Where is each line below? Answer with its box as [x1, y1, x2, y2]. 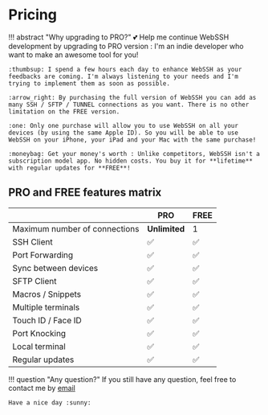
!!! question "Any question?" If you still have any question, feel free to [8, 374, 237, 384]
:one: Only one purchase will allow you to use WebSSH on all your [8, 121, 239, 129]
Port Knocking [12, 327, 67, 339]
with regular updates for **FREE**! [8, 163, 131, 172]
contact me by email [8, 383, 76, 392]
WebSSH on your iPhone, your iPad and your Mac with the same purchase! [8, 135, 257, 144]
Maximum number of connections [12, 223, 140, 234]
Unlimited [147, 223, 185, 234]
